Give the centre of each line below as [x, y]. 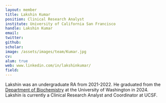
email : [12, 33]
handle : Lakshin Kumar [29, 28]
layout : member [21, 10]
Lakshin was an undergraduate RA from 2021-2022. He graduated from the [83, 84]
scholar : [14, 47]
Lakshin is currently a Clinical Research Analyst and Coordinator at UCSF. [81, 95]
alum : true [17, 61]
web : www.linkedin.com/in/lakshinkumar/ [48, 65]
